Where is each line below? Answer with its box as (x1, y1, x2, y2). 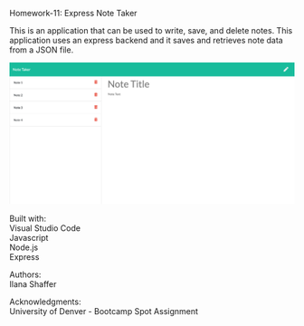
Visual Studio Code (9, 222, 81, 234)
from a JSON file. (9, 44, 74, 55)
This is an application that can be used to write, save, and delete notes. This (9, 25, 293, 35)
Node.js (9, 242, 39, 253)
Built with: (9, 213, 47, 224)
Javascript (9, 232, 49, 243)
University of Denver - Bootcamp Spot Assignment (9, 305, 199, 316)
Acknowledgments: (9, 296, 81, 307)
